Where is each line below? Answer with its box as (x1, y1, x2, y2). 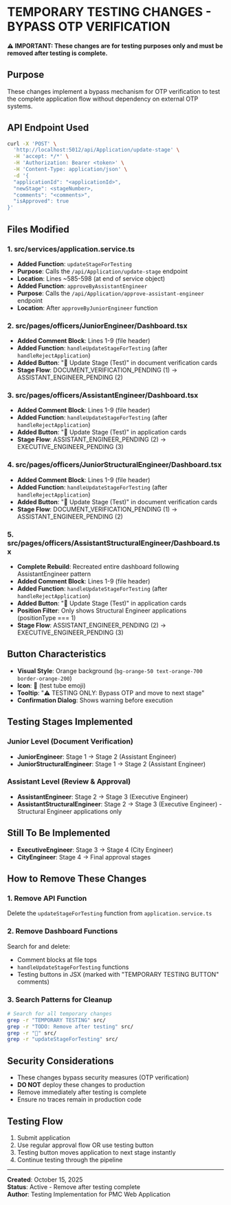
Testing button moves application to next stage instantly (16, 1148, 177, 1156)
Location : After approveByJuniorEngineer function (16, 303, 158, 312)
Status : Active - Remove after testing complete (7, 1182, 141, 1191)
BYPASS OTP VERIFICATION (7, 19, 170, 34)
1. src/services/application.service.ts (7, 244, 135, 254)
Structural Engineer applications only (16, 807, 122, 815)
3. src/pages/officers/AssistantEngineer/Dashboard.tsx (7, 390, 199, 400)
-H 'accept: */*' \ (13, 153, 69, 160)
